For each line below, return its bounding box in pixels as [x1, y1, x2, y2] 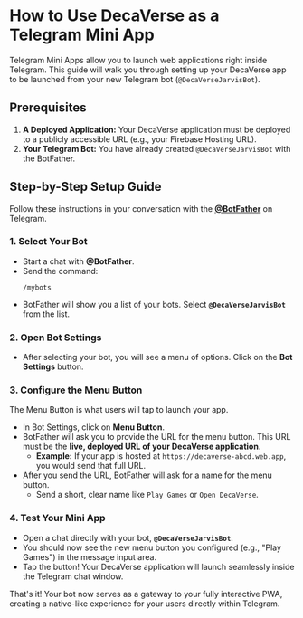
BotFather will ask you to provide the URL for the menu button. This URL [22, 432, 291, 442]
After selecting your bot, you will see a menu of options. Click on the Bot [22, 352, 293, 363]
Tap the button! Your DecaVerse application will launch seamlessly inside [22, 561, 295, 572]
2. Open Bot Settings [9, 331, 102, 344]
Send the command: [22, 265, 99, 276]
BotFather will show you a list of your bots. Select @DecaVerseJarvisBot [22, 299, 287, 309]
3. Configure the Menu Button [9, 384, 143, 396]
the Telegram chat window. [22, 571, 124, 582]
